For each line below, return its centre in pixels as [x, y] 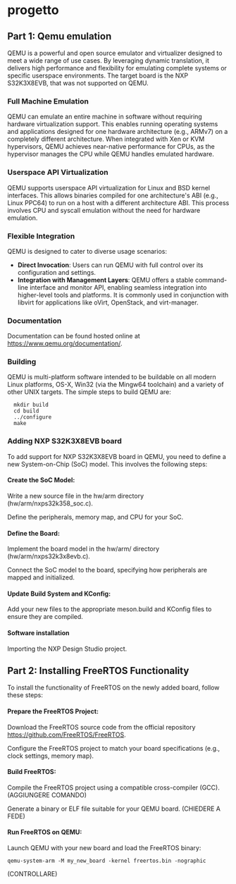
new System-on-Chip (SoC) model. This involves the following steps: [107, 464]
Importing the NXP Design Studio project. [67, 649]
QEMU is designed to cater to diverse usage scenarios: [87, 251]
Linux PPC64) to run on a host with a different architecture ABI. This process [118, 202]
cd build [26, 411]
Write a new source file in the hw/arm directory [76, 496]
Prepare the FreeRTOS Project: [53, 711]
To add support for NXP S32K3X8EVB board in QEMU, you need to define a [117, 456]
